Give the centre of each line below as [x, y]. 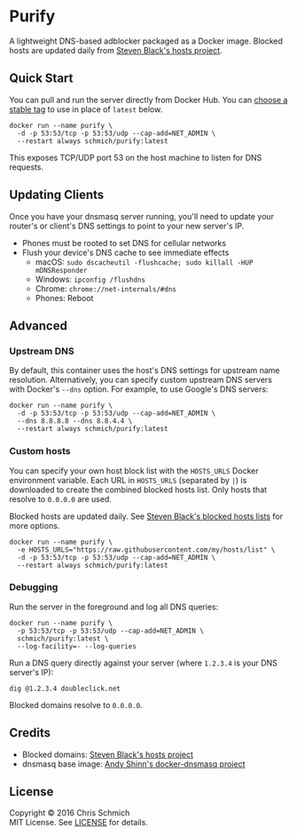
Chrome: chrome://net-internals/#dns [106, 288]
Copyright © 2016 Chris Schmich [70, 813]
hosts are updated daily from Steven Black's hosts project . [116, 50]
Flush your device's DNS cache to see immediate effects [125, 252]
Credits [30, 733]
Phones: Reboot [64, 298]
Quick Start [41, 79]
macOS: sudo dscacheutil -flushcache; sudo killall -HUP [144, 262]
